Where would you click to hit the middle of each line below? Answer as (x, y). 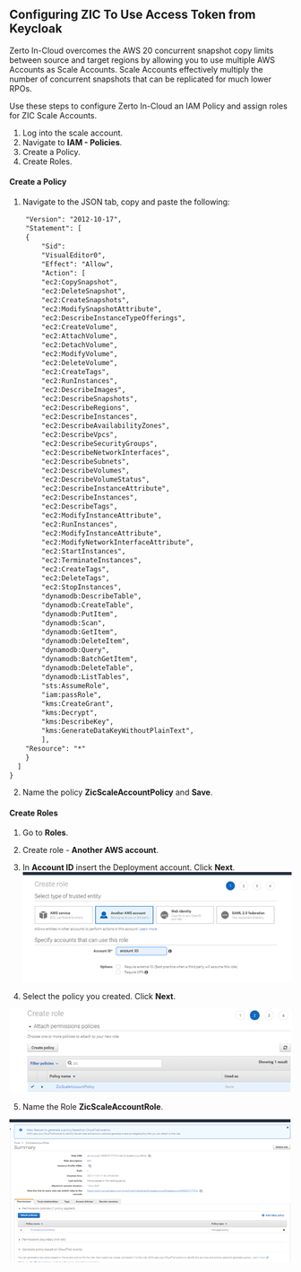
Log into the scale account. (73, 133)
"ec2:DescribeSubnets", (86, 462)
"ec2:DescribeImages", (84, 390)
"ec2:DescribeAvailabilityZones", (106, 426)
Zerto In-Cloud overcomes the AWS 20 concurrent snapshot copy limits (142, 50)
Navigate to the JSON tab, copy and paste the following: (126, 202)
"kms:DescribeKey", (78, 722)
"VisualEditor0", (73, 256)
